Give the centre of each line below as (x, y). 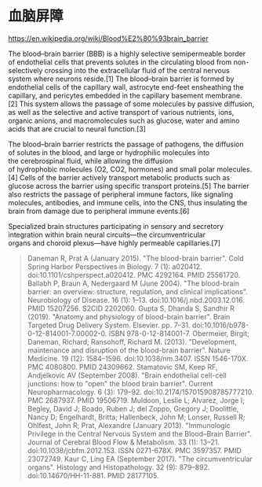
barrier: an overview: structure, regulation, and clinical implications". (138, 291)
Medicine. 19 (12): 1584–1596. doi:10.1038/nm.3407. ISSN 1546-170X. (138, 358)
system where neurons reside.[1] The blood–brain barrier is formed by (121, 79)
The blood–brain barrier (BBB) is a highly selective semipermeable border (127, 53)
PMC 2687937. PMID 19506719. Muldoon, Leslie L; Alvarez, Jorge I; (136, 400)
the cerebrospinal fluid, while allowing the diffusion (91, 160)
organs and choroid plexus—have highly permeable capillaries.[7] (115, 243)
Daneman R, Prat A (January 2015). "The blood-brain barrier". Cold (136, 258)
